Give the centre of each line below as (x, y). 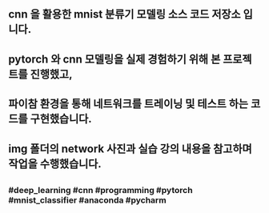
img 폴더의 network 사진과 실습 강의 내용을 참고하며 (130, 149)
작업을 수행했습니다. (55, 164)
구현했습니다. (61, 119)
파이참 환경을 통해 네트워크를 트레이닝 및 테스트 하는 (128, 104)
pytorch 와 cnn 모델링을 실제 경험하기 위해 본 (114, 59)
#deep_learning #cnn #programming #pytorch (101, 190)
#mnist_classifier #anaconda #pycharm (87, 200)
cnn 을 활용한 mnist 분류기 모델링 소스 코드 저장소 (125, 14)
